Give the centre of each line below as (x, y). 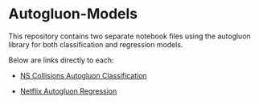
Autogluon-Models (73, 14)
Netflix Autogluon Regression (68, 91)
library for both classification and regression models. (96, 44)
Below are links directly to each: (61, 60)
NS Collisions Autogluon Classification (83, 75)
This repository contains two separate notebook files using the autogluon (129, 36)
